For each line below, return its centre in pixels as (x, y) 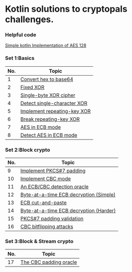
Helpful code (21, 35)
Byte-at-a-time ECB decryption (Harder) (68, 211)
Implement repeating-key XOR (55, 111)
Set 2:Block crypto (28, 150)
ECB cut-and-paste (44, 203)
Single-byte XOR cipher (48, 95)
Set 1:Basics (20, 58)
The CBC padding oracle (49, 262)
